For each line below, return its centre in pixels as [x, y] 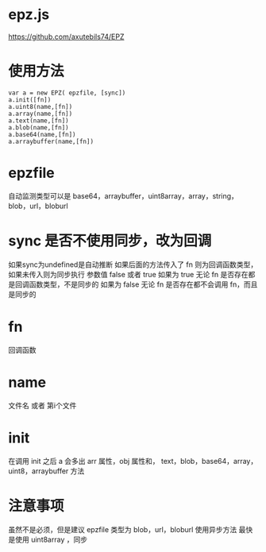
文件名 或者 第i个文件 [42, 405]
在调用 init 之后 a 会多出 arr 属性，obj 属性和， [84, 461]
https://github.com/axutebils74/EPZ [66, 37]
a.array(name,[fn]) [40, 114]
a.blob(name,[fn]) [39, 127]
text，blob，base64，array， [209, 461]
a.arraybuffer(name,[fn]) [51, 141]
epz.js [29, 15]
